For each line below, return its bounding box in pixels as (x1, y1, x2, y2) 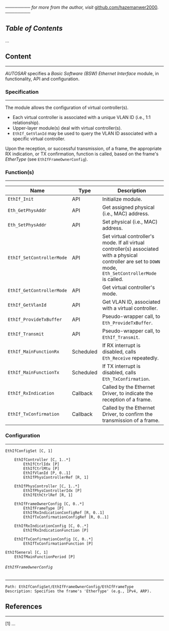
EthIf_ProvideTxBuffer (8, 317, 62, 322)
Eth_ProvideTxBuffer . (102, 319, 153, 326)
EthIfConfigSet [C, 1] (5, 448, 53, 453)
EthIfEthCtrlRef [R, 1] (23, 492, 73, 497)
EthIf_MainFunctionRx (8, 349, 59, 355)
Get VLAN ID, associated (102, 299, 161, 306)
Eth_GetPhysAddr (8, 208, 47, 213)
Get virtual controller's (102, 284, 155, 291)
